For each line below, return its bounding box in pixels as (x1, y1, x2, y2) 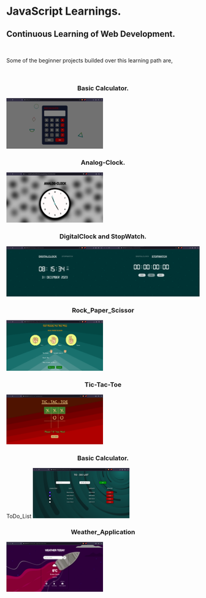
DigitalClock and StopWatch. (59, 232, 147, 240)
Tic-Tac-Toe (84, 380, 122, 388)
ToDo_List (6, 513, 32, 520)
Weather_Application (71, 528, 135, 536)
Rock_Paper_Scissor (71, 306, 135, 314)
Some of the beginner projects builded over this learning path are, (6, 57, 173, 64)
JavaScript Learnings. (6, 4, 121, 18)
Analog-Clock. (80, 158, 126, 167)
